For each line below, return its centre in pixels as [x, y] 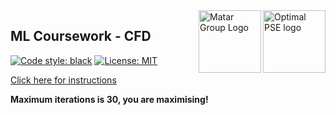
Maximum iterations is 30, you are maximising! [109, 99]
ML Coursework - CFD [81, 36]
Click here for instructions [63, 80]
